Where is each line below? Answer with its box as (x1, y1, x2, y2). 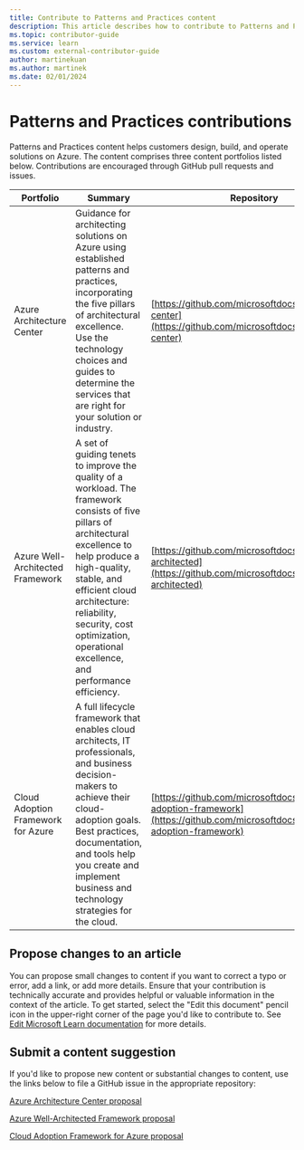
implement (75, 870, 120, 883)
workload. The (75, 482, 138, 494)
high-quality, (75, 561, 131, 573)
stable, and (75, 572, 123, 585)
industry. (75, 422, 113, 435)
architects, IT (75, 734, 131, 747)
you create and (75, 858, 139, 871)
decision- (75, 768, 118, 781)
